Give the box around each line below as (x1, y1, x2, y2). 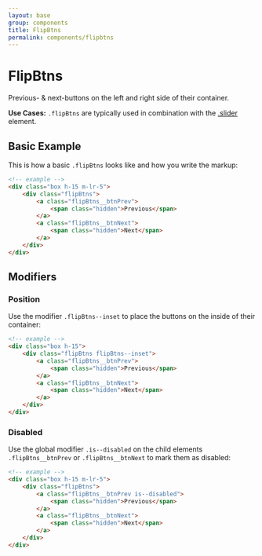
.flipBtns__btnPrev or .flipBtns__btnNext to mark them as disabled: (8, 453, 231, 463)
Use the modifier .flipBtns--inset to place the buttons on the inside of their (8, 312, 256, 321)
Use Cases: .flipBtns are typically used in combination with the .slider (8, 108, 238, 118)
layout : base (8, 11, 51, 20)
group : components (8, 19, 68, 27)
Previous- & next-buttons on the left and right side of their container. (8, 93, 230, 103)
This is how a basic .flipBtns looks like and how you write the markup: (8, 160, 238, 170)
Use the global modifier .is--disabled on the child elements (8, 444, 203, 454)
